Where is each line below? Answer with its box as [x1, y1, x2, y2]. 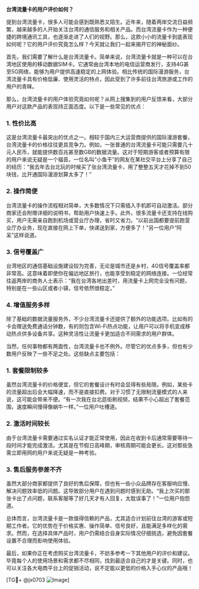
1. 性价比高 [6, 119, 37, 127]
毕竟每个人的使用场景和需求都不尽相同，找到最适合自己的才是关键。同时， [6, 557, 188, 564]
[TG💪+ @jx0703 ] [6, 577, 70, 584]
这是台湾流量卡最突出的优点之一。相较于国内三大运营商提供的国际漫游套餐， [6, 133, 193, 141]
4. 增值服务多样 [6, 301, 50, 309]
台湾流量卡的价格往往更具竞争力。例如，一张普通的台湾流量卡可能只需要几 [6, 141, 188, 148]
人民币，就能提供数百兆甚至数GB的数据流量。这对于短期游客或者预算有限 [11, 148, 190, 156]
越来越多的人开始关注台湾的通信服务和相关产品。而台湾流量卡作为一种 [16, 26, 188, 33]
